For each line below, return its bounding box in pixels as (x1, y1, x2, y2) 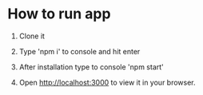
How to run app (7, 5, 111, 23)
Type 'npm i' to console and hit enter (18, 46, 141, 56)
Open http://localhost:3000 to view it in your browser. (18, 77, 197, 87)
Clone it (18, 31, 46, 41)
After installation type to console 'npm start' (18, 61, 165, 72)
